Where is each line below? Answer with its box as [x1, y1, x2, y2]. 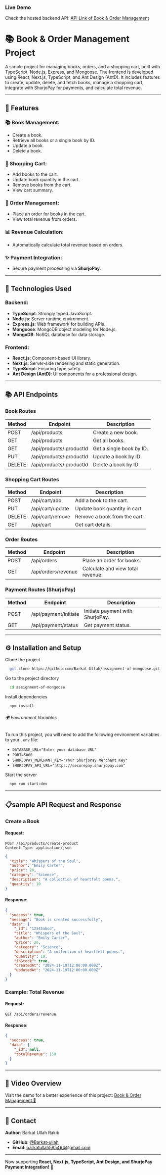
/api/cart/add [31, 497, 62, 504]
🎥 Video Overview [5, 1079, 62, 1087]
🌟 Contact [5, 1117, 37, 1125]
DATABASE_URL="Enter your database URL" [12, 747, 97, 752]
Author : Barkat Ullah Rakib [5, 1129, 60, 1135]
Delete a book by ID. [93, 461, 140, 468]
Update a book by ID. [93, 453, 142, 460]
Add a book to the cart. [75, 497, 128, 504]
